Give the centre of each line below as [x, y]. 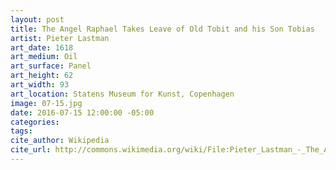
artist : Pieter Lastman [60, 38]
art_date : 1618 [42, 47]
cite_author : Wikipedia [60, 141]
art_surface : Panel [51, 66]
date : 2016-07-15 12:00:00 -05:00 [82, 112]
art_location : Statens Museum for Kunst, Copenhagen [122, 94]
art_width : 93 [40, 85]
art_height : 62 [42, 76]
